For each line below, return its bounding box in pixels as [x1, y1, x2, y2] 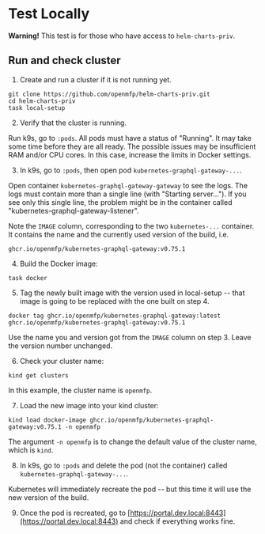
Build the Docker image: [19, 259, 99, 268]
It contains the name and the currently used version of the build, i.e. [8, 229, 229, 239]
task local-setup [8, 104, 66, 112]
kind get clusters [8, 371, 69, 380]
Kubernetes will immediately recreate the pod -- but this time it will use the [8, 484, 252, 494]
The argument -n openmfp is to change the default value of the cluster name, [8, 437, 257, 446]
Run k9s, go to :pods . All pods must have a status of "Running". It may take [8, 133, 252, 142]
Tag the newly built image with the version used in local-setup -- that [19, 288, 245, 297]
